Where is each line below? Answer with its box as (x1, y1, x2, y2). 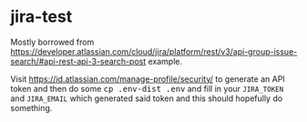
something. (10, 102, 53, 113)
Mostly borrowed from (10, 36, 95, 47)
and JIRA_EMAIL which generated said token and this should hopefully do (10, 93, 283, 104)
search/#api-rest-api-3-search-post (10, 56, 147, 66)
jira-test (10, 6, 73, 27)
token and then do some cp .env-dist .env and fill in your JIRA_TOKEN (10, 83, 284, 94)
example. (148, 56, 183, 66)
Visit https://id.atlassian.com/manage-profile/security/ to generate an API (10, 73, 285, 84)
